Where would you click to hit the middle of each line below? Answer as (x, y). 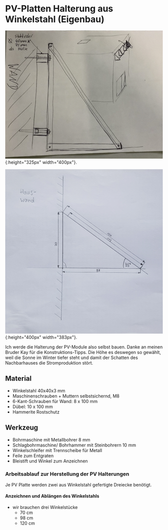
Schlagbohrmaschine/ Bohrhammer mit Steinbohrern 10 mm (74, 445)
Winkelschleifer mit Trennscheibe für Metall (57, 450)
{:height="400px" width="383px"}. (41, 337)
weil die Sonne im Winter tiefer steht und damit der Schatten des (72, 357)
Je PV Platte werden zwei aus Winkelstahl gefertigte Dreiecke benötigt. (78, 484)
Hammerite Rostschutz (36, 412)
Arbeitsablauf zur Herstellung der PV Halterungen (67, 474)
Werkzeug (22, 428)
